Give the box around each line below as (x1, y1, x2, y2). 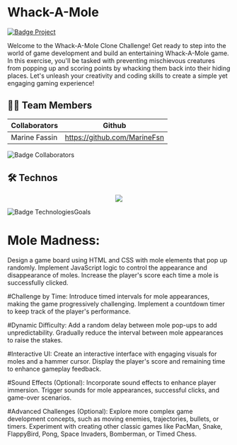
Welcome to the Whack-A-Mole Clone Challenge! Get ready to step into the (7, 41, 226, 50)
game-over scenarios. (7, 393, 72, 402)
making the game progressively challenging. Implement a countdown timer (7, 299, 225, 308)
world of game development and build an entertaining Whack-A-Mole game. (7, 49, 229, 57)
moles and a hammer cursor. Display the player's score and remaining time (7, 357, 226, 365)
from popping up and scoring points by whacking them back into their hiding (7, 64, 231, 72)
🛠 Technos (7, 172, 58, 184)
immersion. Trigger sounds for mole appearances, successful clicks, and (7, 386, 220, 394)
